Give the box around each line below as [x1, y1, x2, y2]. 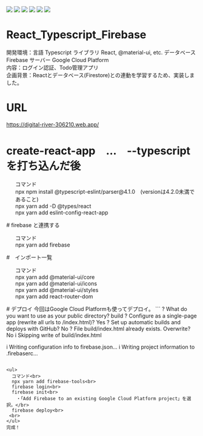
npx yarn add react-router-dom [15, 293, 93, 300]
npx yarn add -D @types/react [15, 202, 92, 209]
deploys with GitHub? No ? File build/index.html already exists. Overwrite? [6, 325, 191, 332]
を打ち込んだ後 [6, 159, 81, 173]
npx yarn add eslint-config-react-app [15, 209, 108, 216]
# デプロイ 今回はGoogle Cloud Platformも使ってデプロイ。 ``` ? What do [6, 305, 188, 312]
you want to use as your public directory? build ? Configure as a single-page [6, 312, 197, 319]
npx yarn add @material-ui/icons [15, 279, 98, 287]
